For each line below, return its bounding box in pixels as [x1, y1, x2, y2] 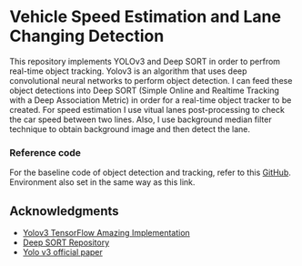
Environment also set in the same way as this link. [9, 177, 196, 188]
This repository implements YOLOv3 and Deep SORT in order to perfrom [9, 56, 280, 66]
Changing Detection [9, 26, 165, 46]
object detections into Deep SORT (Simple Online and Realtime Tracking [9, 85, 280, 96]
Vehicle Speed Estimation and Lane [9, 6, 282, 27]
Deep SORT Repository [22, 237, 110, 248]
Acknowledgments [9, 203, 120, 219]
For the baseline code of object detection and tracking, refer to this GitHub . [9, 167, 291, 179]
